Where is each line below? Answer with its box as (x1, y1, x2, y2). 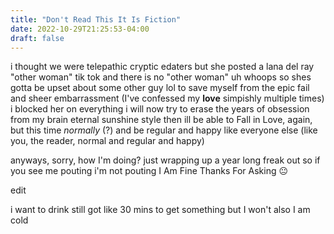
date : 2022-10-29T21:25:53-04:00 (10, 24, 150, 34)
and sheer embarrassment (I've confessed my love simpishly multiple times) (10, 92, 325, 105)
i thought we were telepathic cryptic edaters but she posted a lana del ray (10, 61, 315, 73)
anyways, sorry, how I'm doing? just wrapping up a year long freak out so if (10, 154, 321, 166)
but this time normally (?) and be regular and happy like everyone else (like (10, 124, 318, 136)
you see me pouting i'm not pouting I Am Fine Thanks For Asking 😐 (10, 165, 289, 177)
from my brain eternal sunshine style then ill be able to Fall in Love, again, (10, 114, 313, 126)
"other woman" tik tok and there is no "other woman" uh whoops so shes (10, 71, 312, 83)
